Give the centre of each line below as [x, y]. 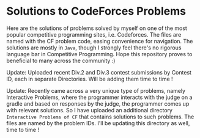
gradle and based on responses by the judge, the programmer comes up [98, 103]
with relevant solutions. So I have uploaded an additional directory [90, 110]
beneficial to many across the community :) [61, 60]
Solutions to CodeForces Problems [96, 11]
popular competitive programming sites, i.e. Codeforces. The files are [94, 34]
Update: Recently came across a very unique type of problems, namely [96, 90]
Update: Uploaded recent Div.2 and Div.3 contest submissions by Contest [99, 72]
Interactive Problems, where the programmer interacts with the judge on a [99, 97]
